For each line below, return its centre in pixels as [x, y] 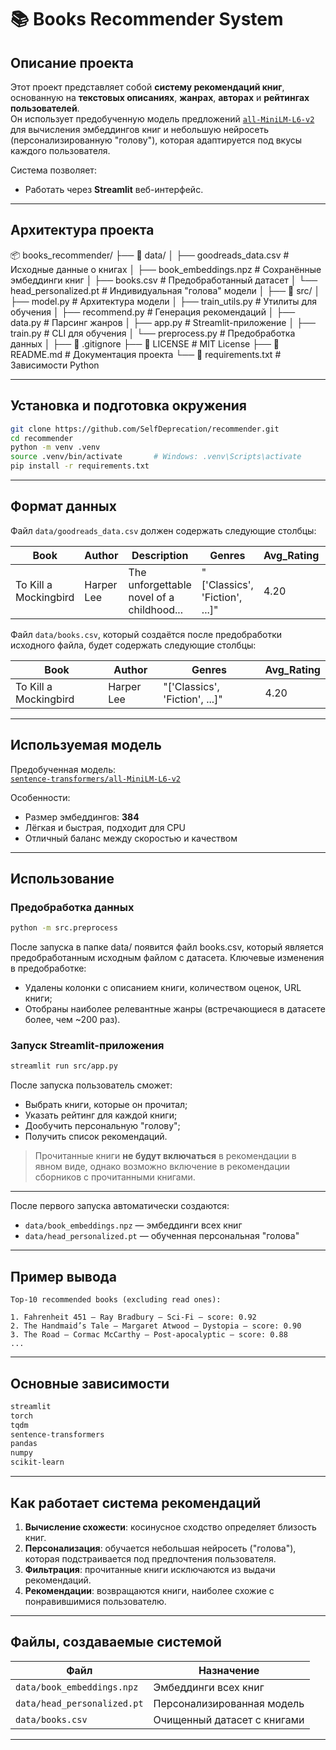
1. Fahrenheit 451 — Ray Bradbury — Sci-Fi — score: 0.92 [133, 1317]
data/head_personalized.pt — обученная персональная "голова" [162, 1236]
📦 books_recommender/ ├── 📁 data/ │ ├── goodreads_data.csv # [150, 255]
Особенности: [40, 797]
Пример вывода [63, 1276]
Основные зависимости [90, 1383]
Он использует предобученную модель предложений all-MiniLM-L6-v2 [162, 119]
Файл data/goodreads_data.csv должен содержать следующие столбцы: [163, 530]
